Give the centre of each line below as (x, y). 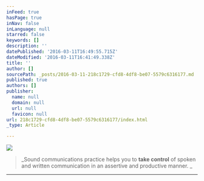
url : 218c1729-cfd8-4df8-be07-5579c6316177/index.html (77, 119)
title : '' (19, 63)
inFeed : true (23, 12)
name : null (25, 97)
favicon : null (29, 114)
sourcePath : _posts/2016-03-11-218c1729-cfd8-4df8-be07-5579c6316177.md (100, 74)
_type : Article (25, 126)
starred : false (25, 35)
